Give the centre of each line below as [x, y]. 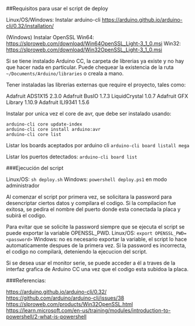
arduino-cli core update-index [44, 124]
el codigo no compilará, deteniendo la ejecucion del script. [77, 252]
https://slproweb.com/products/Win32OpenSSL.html [70, 304]
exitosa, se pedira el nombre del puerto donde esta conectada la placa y [93, 209]
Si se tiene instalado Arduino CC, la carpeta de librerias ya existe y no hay [95, 61]
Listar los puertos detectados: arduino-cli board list [72, 157]
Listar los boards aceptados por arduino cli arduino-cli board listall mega [98, 145]
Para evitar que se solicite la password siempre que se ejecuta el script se [95, 227]
